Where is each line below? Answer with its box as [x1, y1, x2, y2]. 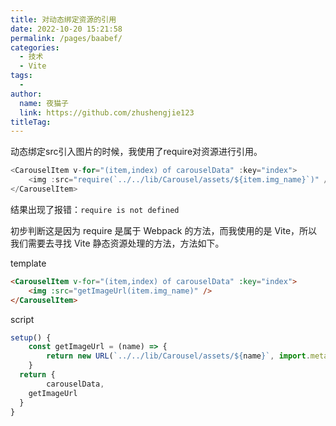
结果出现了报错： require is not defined [10, 203, 180, 215]
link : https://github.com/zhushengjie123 [19, 107, 195, 118]
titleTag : [10, 117, 52, 127]
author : [10, 89, 43, 99]
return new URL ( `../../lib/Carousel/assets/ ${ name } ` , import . [46, 351, 311, 361]
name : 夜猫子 [19, 98, 69, 108]
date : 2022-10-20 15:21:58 [10, 24, 123, 34]
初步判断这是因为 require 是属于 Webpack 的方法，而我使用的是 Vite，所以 [10, 224, 318, 236]
